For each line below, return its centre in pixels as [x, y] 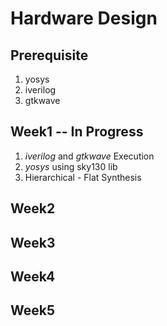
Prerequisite [49, 55]
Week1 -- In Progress [77, 132]
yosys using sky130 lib [71, 166]
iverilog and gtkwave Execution [89, 156]
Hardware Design [84, 18]
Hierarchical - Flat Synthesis [83, 177]
